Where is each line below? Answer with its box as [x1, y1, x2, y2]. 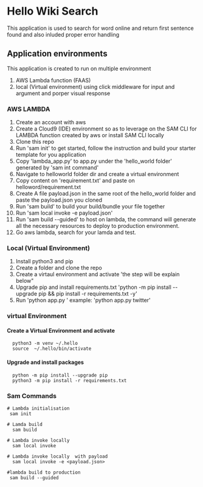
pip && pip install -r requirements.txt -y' [38, 290, 137, 297]
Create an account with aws [15, 119, 86, 126]
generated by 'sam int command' [15, 164, 99, 171]
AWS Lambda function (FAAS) [15, 76, 91, 84]
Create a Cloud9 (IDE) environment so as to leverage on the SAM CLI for [15, 125, 197, 132]
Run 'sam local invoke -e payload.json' [15, 209, 113, 217]
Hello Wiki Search [7, 4, 98, 18]
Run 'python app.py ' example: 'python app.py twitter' [15, 297, 151, 304]
